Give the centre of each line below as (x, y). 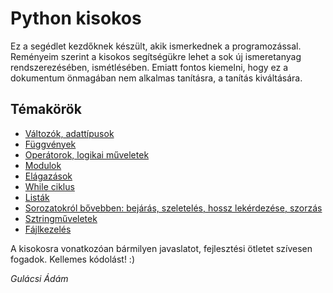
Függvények (50, 144)
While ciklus (49, 186)
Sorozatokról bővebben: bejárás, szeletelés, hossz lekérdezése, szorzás (173, 208)
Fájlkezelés (48, 229)
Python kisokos (76, 18)
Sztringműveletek (61, 218)
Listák (37, 197)
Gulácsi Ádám (39, 278)
